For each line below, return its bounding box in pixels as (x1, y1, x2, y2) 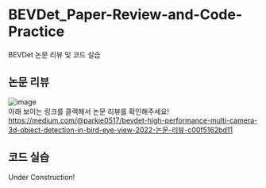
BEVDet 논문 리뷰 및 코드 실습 (8, 49, 101, 59)
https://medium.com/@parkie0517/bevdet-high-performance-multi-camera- (8, 116, 258, 125)
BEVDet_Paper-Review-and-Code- (8, 6, 243, 24)
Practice (8, 22, 65, 41)
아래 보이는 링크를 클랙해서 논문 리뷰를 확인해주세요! (8, 106, 169, 116)
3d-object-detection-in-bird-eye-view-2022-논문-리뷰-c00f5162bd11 (8, 125, 233, 135)
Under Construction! (8, 172, 75, 182)
